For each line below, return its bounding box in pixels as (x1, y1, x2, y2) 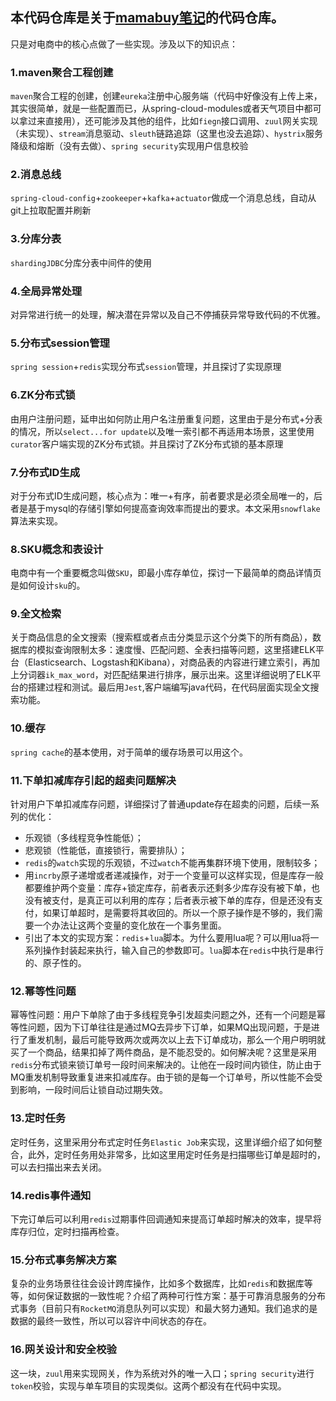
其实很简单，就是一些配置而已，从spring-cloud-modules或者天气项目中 (10, 103, 305, 115)
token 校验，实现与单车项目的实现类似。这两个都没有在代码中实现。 (10, 1379, 287, 1392)
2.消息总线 (10, 168, 62, 182)
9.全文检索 (10, 607, 62, 621)
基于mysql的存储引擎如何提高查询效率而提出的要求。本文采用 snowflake (27, 502, 321, 514)
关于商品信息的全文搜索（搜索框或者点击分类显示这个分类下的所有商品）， (10, 631, 313, 643)
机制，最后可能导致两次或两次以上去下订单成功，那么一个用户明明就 (44, 1034, 326, 1046)
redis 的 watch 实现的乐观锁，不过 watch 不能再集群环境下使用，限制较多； (24, 857, 321, 869)
